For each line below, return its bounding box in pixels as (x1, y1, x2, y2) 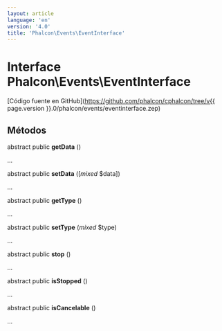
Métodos (7, 124, 47, 136)
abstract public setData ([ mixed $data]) (7, 170, 120, 177)
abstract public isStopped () (7, 277, 88, 285)
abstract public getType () (7, 197, 82, 204)
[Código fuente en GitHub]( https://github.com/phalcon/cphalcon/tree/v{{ (7, 97, 216, 105)
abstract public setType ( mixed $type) (7, 223, 118, 231)
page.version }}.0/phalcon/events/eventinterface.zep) (7, 105, 161, 113)
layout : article (7, 10, 54, 17)
